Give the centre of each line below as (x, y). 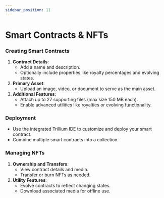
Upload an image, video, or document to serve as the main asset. (88, 89)
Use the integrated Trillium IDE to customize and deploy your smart (82, 129)
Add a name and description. (50, 67)
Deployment (21, 118)
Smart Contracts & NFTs (57, 35)
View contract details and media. (54, 169)
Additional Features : (34, 94)
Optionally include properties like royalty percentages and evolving (90, 73)
